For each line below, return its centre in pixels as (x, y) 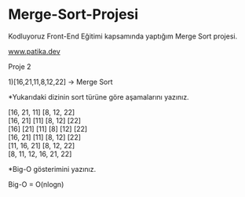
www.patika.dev (34, 51)
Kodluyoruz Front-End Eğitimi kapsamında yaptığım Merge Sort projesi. (123, 36)
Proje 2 (20, 66)
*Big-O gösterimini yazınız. (52, 169)
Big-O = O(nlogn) (36, 184)
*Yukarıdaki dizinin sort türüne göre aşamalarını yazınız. (99, 97)
